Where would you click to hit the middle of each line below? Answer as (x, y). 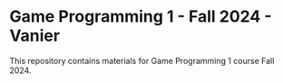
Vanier (35, 36)
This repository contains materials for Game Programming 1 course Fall (142, 60)
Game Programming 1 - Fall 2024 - (141, 17)
